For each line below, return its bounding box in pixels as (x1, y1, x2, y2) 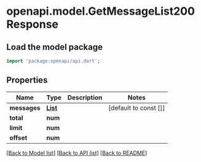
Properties (6, 75, 48, 85)
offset (9, 133, 28, 142)
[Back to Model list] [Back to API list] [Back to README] (6, 149, 148, 156)
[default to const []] (108, 103, 165, 112)
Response (6, 17, 59, 31)
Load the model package (6, 42, 103, 52)
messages (9, 103, 41, 112)
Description (67, 93, 103, 102)
